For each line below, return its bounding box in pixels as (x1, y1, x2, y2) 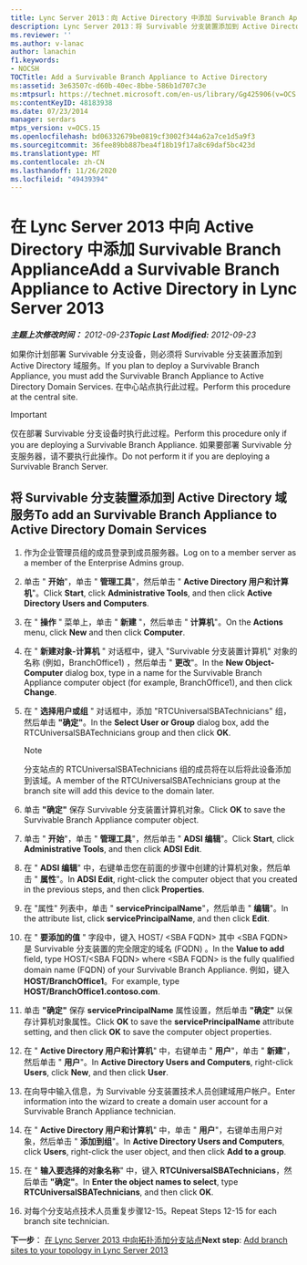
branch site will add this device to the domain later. (23, 785, 215, 796)
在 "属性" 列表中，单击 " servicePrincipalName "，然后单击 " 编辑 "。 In (23, 903, 289, 913)
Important (10, 410, 47, 420)
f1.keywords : (10, 56, 60, 65)
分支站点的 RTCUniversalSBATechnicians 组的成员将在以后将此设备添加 (23, 763, 292, 774)
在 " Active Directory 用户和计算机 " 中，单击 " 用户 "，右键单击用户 (23, 1125, 275, 1135)
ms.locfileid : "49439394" (10, 174, 108, 183)
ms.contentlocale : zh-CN (10, 157, 105, 167)
